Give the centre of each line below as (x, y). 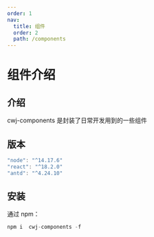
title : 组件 (30, 26)
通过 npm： (23, 214)
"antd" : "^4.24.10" (35, 173)
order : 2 (26, 33)
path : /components (40, 39)
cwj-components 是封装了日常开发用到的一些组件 (77, 120)
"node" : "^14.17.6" (35, 160)
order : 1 (20, 13)
